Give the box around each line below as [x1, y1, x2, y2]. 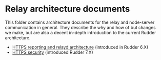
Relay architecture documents [5, 3, 130, 15]
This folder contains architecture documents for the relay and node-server [5, 19, 155, 25]
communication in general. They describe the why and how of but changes [5, 24, 156, 30]
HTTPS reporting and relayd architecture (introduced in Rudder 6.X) [12, 44, 149, 50]
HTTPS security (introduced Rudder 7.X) [12, 49, 94, 55]
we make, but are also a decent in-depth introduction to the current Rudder [5, 30, 156, 35]
